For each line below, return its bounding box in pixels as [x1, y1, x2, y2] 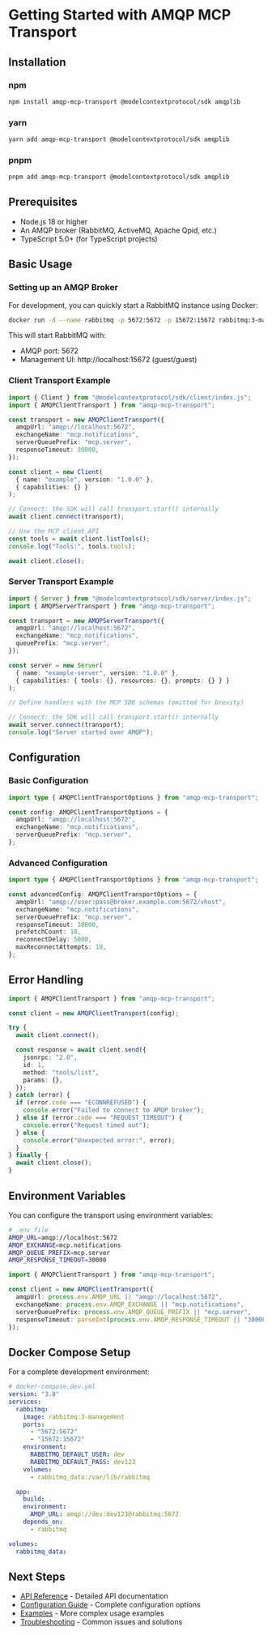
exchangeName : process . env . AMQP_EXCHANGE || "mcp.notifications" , [15, 1300, 244, 1308]
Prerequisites [8, 195, 78, 209]
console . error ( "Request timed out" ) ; [23, 1121, 151, 1129]
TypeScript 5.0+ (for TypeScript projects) [19, 233, 158, 244]
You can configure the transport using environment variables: [8, 1210, 213, 1220]
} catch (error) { [8, 1091, 70, 1099]
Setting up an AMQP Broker [8, 282, 119, 293]
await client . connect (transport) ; [8, 513, 125, 521]
